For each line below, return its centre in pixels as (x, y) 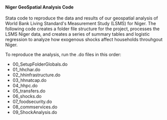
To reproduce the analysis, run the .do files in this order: (63, 55)
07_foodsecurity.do (32, 102)
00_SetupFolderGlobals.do (40, 64)
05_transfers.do (29, 91)
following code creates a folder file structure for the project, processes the (82, 29)
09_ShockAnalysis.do (35, 112)
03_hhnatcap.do (29, 80)
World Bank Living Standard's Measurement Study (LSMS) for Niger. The (81, 24)
